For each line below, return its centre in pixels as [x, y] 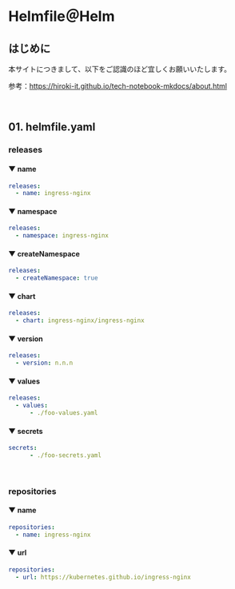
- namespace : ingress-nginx [62, 236]
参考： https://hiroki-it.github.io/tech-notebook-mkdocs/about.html [118, 86]
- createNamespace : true [57, 278]
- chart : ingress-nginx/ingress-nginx [80, 320]
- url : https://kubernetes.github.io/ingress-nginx [104, 577]
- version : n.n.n [44, 363]
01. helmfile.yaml [52, 127]
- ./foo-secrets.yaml [66, 455]
